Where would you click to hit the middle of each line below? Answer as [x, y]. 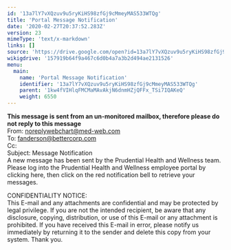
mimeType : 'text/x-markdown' [49, 39]
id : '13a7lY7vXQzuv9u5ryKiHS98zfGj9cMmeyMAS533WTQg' [84, 13]
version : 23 [24, 33]
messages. [23, 182]
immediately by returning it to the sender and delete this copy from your [109, 232]
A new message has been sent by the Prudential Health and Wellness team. [114, 160]
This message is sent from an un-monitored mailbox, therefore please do [113, 116]
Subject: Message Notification [50, 153]
